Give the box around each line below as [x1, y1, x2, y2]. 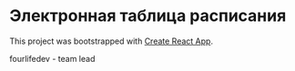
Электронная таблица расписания [9, 5, 287, 26]
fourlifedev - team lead [9, 53, 96, 64]
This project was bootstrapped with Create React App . [9, 35, 214, 46]
